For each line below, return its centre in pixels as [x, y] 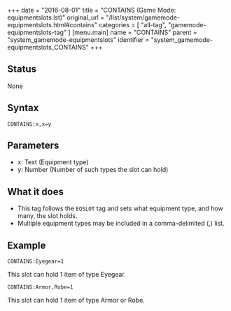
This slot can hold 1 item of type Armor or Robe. [76, 301]
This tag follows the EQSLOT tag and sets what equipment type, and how [120, 208]
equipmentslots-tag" [37, 32]
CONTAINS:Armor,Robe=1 [40, 287]
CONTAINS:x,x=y [29, 124]
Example [27, 245]
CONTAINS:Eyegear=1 [36, 261]
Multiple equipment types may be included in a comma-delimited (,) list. [121, 224]
